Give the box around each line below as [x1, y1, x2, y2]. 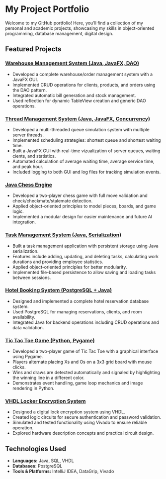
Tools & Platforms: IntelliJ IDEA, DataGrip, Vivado [12, 469, 114, 475]
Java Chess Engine [5, 181, 52, 188]
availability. [12, 314, 36, 320]
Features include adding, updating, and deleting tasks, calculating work [12, 253, 159, 259]
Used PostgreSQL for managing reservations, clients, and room [12, 308, 142, 314]
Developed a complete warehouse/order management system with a [12, 71, 153, 77]
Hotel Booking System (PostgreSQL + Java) [5, 287, 112, 294]
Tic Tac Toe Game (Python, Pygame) [5, 337, 95, 344]
